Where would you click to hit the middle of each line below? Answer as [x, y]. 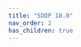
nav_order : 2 [30, 23]
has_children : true [41, 30]
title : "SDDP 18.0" [41, 16]
